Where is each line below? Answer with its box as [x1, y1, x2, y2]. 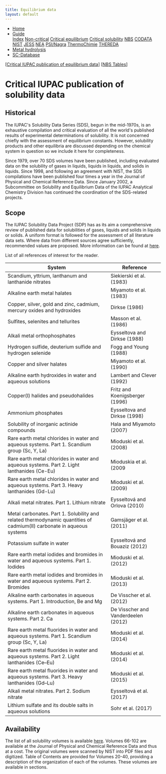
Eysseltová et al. [110, 688, 148, 694]
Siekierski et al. [110, 272, 146, 279]
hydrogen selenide [7, 349, 51, 356]
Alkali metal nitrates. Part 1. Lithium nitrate [7, 499, 106, 506]
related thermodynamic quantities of [7, 516, 92, 523]
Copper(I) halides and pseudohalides [7, 392, 94, 399]
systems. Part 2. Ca [7, 615, 53, 622]
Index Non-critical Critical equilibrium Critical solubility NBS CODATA [12, 36, 152, 42]
